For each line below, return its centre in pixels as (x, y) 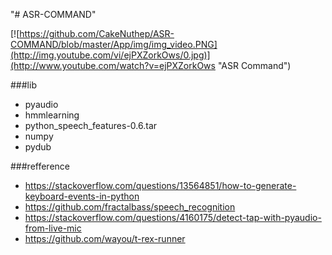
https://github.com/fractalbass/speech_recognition (130, 207)
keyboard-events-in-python (82, 196)
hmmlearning (52, 115)
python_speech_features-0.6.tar (91, 125)
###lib (23, 85)
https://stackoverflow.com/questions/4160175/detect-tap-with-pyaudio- (173, 217)
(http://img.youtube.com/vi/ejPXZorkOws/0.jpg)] (110, 55)
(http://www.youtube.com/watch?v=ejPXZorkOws (113, 65)
